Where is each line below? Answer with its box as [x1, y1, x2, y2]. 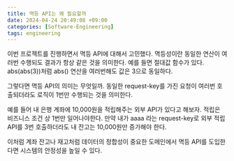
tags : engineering [7, 29, 61, 37]
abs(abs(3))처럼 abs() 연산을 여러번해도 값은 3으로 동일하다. [7, 67, 173, 75]
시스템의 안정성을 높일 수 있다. [20, 146, 103, 155]
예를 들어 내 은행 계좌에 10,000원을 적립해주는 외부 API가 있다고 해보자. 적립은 [7, 105, 221, 114]
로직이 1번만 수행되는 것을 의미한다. [37, 91, 133, 99]
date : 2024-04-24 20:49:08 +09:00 [7, 17, 108, 24]
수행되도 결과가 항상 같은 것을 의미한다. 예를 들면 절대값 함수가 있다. [20, 59, 205, 67]
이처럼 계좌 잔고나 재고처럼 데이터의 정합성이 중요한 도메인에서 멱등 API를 [7, 137, 207, 146]
